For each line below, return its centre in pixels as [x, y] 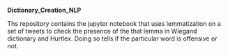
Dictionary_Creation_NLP [44, 10]
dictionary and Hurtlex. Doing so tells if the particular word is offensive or [112, 38]
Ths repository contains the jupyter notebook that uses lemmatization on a [114, 23]
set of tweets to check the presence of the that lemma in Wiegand [102, 31]
